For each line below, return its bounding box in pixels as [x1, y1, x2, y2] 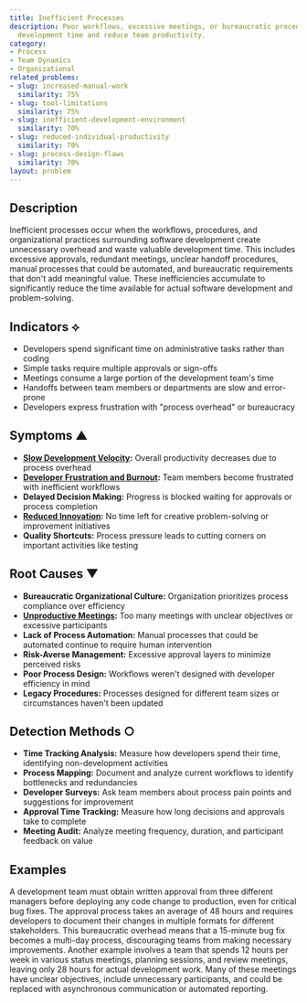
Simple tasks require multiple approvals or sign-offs [22, 363, 217, 373]
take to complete [22, 816, 87, 827]
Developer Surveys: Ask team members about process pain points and [22, 787, 292, 798]
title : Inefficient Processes [9, 13, 125, 23]
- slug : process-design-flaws [9, 149, 125, 158]
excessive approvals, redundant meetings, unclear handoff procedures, [9, 253, 279, 265]
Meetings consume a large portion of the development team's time [22, 372, 274, 383]
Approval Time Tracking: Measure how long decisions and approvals [22, 806, 285, 817]
